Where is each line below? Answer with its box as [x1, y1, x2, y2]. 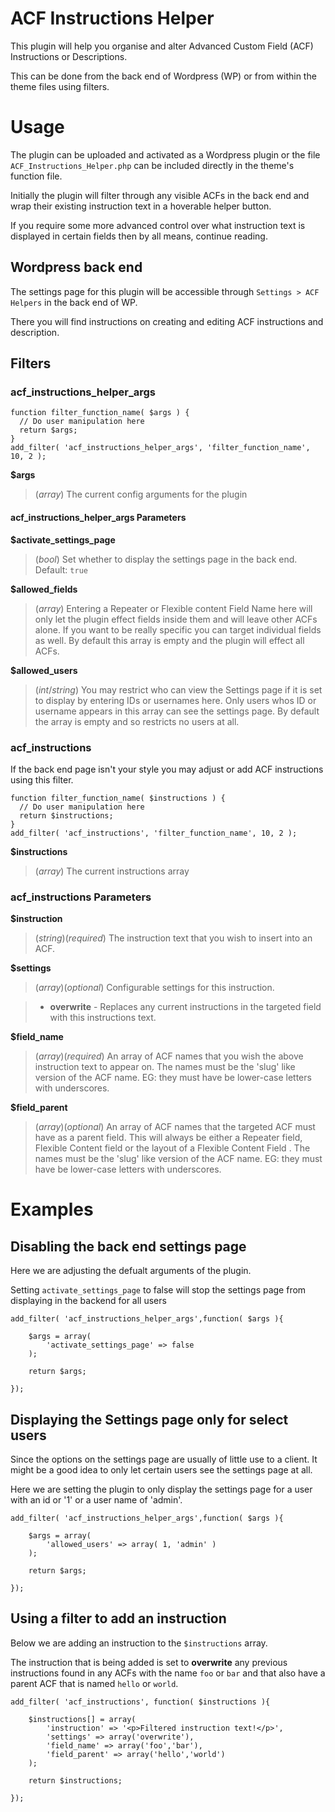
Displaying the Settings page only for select [10, 1411, 289, 1428]
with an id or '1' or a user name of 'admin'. [10, 1493, 183, 1506]
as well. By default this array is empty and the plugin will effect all [34, 634, 305, 646]
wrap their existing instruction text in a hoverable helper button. [10, 200, 272, 212]
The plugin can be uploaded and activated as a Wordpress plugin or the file [10, 148, 321, 161]
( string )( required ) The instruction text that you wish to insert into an [34, 932, 313, 944]
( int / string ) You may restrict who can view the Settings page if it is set [34, 683, 323, 696]
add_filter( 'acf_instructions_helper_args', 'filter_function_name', [10, 443, 311, 453]
